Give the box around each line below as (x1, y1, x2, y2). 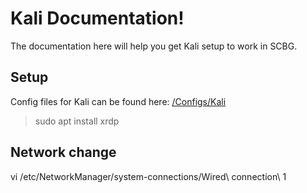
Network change (10, 144, 117, 161)
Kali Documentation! (10, 7, 185, 30)
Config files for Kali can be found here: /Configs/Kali (10, 95, 227, 107)
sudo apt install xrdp (34, 115, 120, 127)
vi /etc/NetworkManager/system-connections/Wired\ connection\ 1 (10, 170, 287, 182)
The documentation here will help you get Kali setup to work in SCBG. (10, 40, 298, 52)
